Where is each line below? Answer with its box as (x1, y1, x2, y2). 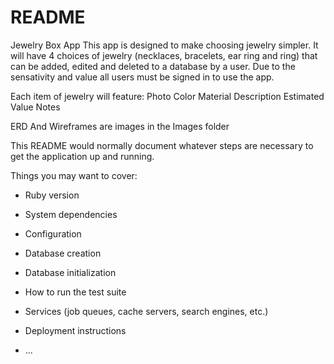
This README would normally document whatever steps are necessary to (10, 139, 314, 151)
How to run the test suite (24, 286, 127, 298)
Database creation (24, 247, 102, 259)
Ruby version (24, 189, 80, 201)
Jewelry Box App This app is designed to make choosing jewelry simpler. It (10, 39, 319, 51)
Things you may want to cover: (10, 169, 138, 181)
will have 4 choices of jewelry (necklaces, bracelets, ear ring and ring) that (10, 49, 318, 61)
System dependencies (24, 208, 118, 220)
